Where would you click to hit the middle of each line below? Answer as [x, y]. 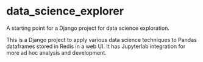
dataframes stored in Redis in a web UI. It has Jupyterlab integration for [96, 46]
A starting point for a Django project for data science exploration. [88, 28]
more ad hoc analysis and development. [56, 52]
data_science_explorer [65, 11]
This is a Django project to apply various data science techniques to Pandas [101, 40]
